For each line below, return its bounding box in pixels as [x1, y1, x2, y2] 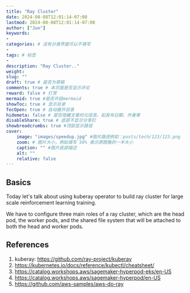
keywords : [6, 30, 30, 36]
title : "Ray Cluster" [6, 8, 59, 15]
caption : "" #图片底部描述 [16, 145, 77, 151]
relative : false [16, 156, 57, 162]
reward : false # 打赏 [6, 90, 57, 96]
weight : [6, 69, 25, 74]
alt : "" [16, 150, 35, 156]
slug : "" [6, 74, 27, 80]
